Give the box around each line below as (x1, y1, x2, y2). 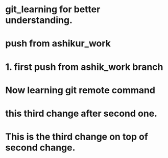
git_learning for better (5, 4, 101, 15)
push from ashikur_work (5, 38, 111, 49)
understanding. (5, 14, 73, 26)
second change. (5, 142, 76, 153)
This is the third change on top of (5, 131, 148, 143)
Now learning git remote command (5, 84, 156, 96)
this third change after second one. (5, 108, 157, 119)
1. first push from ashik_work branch (5, 61, 163, 72)
